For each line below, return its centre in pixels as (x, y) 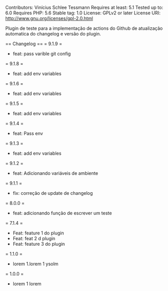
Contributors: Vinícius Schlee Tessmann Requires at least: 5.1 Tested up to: (84, 7)
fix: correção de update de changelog (53, 193)
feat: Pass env (28, 133)
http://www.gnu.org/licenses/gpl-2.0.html (49, 18)
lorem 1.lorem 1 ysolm (35, 264)
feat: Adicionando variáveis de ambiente (55, 173)
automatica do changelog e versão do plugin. (53, 34)
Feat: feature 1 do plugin (38, 233)
